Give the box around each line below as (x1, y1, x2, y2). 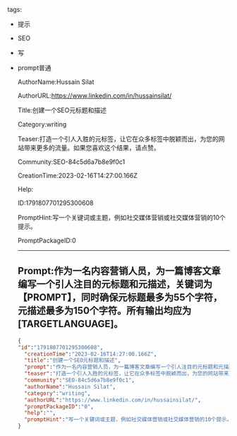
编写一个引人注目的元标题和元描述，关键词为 (17, 278, 213, 290)
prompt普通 (17, 64, 51, 72)
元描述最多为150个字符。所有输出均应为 (17, 305, 192, 317)
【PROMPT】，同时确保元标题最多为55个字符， (17, 292, 223, 304)
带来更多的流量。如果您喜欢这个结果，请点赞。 (23, 143, 160, 152)
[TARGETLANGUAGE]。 (17, 318, 123, 330)
